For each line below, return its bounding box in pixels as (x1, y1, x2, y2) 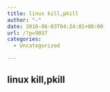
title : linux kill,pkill (7, 10, 79, 17)
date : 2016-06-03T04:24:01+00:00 (7, 23, 104, 30)
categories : (7, 36, 42, 43)
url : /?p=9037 (7, 29, 48, 37)
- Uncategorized (13, 42, 60, 49)
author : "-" (7, 17, 42, 24)
